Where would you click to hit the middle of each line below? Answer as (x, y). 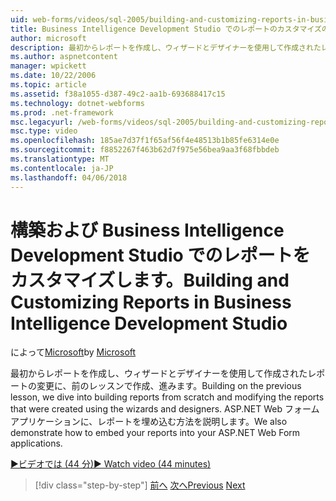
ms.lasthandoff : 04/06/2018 (69, 177)
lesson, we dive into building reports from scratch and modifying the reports (167, 397)
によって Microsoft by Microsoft (73, 352)
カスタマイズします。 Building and (150, 280)
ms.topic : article (48, 85)
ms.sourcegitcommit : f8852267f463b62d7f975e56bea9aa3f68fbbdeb (145, 150)
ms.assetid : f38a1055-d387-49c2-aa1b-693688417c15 (118, 94)
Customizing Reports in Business (151, 302)
